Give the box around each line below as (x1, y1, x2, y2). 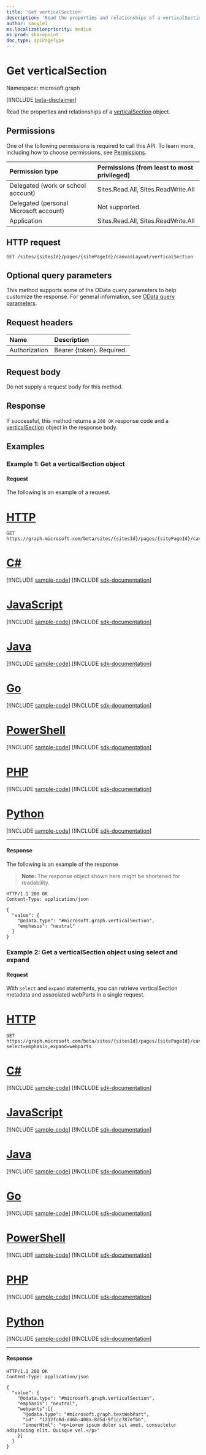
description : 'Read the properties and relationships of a (6, 15, 161, 21)
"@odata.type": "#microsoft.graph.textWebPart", (22, 1411, 150, 1418)
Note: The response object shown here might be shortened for (21, 873, 181, 880)
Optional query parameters (6, 270, 112, 280)
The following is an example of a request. (6, 488, 111, 496)
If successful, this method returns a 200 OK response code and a (6, 417, 169, 424)
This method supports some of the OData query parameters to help (6, 287, 177, 294)
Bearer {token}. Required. (54, 346, 127, 355)
